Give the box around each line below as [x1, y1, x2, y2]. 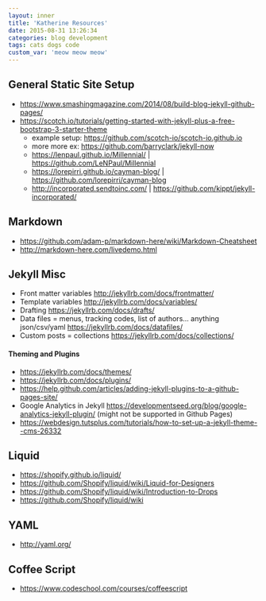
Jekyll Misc [8, 268, 66, 281]
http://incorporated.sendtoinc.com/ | [31, 184, 152, 193]
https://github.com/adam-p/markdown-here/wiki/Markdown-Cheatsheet [19, 236, 257, 246]
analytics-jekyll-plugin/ [19, 409, 96, 418]
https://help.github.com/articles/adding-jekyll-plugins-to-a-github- [19, 383, 240, 394]
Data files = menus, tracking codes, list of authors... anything [19, 314, 220, 324]
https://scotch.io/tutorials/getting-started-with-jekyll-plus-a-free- [19, 116, 236, 126]
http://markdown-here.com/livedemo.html [19, 244, 157, 254]
